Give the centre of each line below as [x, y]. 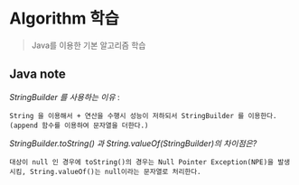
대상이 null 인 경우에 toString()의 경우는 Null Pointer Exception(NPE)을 [141, 162]
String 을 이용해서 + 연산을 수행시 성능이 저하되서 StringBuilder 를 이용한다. [143, 116]
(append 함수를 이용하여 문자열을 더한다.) [79, 125]
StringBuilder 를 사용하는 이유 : [65, 97]
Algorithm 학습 [64, 18]
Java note [37, 74]
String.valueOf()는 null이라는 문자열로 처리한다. [116, 171]
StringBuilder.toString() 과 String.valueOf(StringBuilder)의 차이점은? [133, 143]
